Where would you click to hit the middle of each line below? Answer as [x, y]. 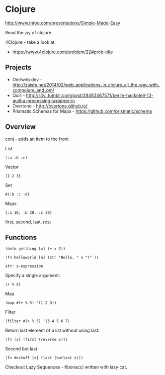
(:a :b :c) [16, 158]
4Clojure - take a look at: [31, 42]
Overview [21, 127]
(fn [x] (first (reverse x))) [37, 340]
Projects [18, 67]
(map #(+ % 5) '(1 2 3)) [31, 303]
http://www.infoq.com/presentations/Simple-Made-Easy [63, 23]
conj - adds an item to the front [37, 139]
